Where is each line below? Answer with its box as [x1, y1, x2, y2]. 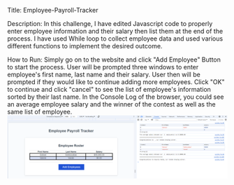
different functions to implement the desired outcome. [7, 42, 163, 50]
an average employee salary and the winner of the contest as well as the [7, 100, 216, 108]
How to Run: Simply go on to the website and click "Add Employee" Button [7, 55, 221, 64]
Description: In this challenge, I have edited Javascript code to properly [7, 20, 213, 27]
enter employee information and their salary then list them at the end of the [7, 27, 224, 35]
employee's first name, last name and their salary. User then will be [7, 70, 200, 78]
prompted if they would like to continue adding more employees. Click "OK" [7, 78, 225, 86]
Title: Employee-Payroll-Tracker [7, 6, 98, 14]
